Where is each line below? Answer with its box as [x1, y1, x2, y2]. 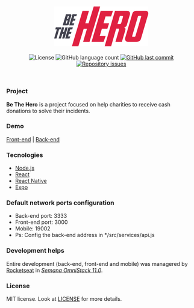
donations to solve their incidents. [6, 107, 90, 114]
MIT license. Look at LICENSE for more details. [6, 295, 122, 302]
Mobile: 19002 [14, 225, 51, 232]
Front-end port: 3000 [14, 218, 68, 226]
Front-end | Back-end [6, 135, 60, 143]
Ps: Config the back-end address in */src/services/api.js [14, 232, 155, 239]
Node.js [14, 164, 35, 172]
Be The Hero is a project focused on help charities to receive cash [6, 100, 171, 108]
